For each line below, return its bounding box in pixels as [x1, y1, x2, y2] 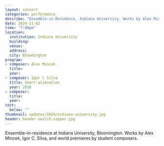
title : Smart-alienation [9, 80, 60, 85]
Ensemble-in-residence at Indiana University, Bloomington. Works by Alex [5, 130, 154, 136]
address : [9, 48, 27, 53]
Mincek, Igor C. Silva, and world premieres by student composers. [5, 135, 138, 141]
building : [9, 39, 29, 44]
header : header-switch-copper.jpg [5, 116, 76, 122]
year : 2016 [9, 84, 32, 90]
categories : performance [5, 12, 56, 17]
